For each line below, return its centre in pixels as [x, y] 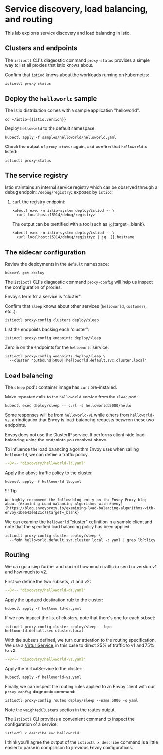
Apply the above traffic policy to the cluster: [49, 473]
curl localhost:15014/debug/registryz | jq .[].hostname [76, 237]
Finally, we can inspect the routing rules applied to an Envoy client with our [80, 687]
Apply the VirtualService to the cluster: [44, 669]
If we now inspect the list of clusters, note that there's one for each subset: [80, 618]
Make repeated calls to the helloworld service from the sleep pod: [71, 397]
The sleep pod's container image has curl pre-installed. [61, 387]
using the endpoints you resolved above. [67, 440]
